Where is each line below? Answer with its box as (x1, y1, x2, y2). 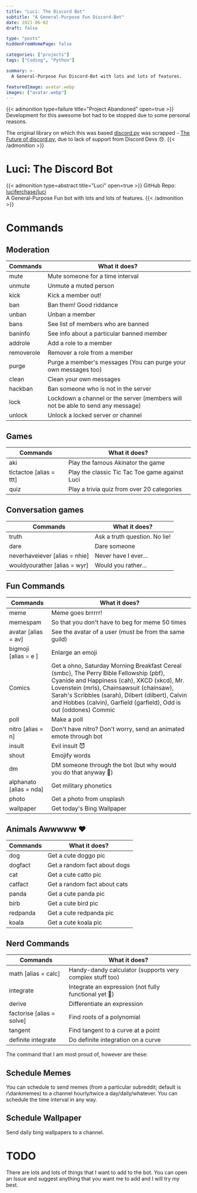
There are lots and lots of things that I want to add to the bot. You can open (6, 1169, 188, 1176)
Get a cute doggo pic (47, 852, 106, 860)
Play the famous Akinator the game (68, 458, 165, 467)
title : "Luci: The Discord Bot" (6, 8, 85, 15)
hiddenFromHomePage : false (6, 41, 72, 47)
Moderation (6, 245, 50, 255)
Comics (9, 683, 30, 692)
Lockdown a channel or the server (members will (47, 394, 182, 403)
